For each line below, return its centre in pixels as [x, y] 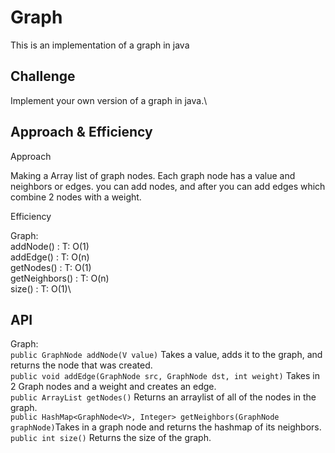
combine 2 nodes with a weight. [76, 197]
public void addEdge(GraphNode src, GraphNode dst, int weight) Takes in [165, 376]
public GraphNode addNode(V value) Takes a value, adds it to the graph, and [166, 355]
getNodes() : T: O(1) [51, 267]
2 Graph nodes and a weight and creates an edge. [113, 387]
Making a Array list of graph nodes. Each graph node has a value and [153, 175]
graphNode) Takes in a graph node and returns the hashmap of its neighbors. [166, 427]
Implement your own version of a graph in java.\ [109, 100]
